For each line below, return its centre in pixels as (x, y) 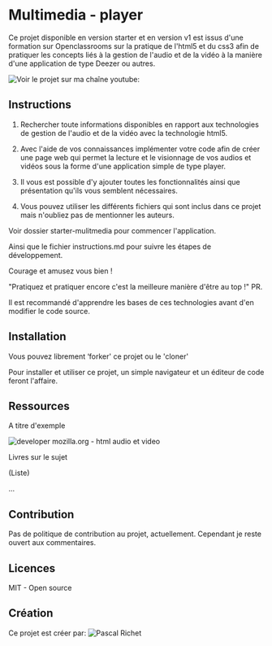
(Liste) (19, 473)
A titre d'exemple (37, 426)
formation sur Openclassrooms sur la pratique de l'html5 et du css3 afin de (134, 46)
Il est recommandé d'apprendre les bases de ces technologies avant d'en (131, 302)
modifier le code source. (50, 311)
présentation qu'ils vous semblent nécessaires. (99, 190)
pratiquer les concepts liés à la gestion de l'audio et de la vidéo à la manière (135, 55)
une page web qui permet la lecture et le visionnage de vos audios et (136, 157)
